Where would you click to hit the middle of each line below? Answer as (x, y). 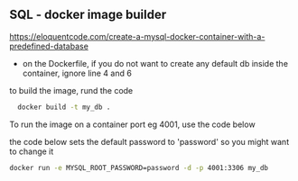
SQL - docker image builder (88, 15)
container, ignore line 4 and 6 (77, 73)
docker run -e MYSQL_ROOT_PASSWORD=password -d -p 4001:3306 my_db (139, 167)
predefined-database (49, 46)
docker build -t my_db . (64, 107)
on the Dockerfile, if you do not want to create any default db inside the (155, 63)
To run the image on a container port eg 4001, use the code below (132, 124)
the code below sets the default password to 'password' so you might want (149, 141)
